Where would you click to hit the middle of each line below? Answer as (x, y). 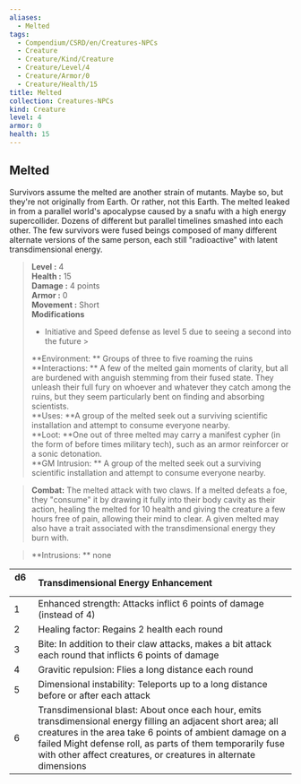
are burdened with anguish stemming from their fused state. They (153, 377)
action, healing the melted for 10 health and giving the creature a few (158, 509)
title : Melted (36, 92)
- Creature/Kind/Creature (66, 59)
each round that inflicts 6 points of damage (129, 655)
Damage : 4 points (65, 285)
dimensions (62, 765)
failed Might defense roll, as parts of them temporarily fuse (161, 743)
